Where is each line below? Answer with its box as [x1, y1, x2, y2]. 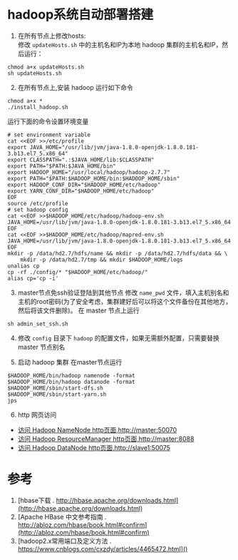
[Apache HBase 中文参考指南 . [17, 512, 107, 521]
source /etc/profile [7, 200, 69, 207]
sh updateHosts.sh [7, 69, 62, 77]
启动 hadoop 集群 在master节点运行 [17, 357, 123, 366]
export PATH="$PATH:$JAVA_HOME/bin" [7, 162, 116, 170]
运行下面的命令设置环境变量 [7, 117, 89, 126]
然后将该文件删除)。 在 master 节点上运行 [17, 306, 140, 315]
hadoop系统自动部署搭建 [7, 6, 154, 23]
